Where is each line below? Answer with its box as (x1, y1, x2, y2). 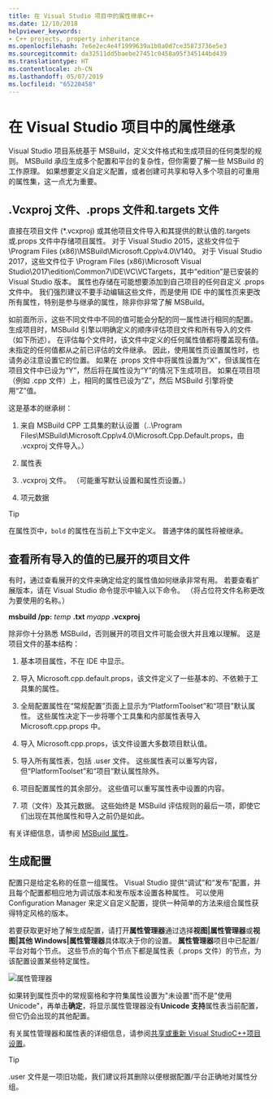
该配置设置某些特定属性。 (8, 956, 94, 965)
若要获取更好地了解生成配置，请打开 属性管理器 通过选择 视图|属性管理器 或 (8, 925, 253, 935)
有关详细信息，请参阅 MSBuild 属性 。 (8, 829, 133, 838)
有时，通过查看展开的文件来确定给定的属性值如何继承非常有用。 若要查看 (8, 575, 253, 585)
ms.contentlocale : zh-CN (8, 65, 93, 73)
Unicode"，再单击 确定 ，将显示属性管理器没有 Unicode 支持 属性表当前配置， (8, 1000, 262, 1010)
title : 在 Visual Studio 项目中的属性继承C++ (8, 11, 154, 20)
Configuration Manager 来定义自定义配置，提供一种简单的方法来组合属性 (8, 898, 252, 908)
